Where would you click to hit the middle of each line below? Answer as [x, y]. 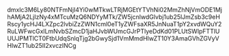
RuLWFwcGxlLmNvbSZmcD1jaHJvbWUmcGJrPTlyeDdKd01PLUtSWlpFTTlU [113, 31]
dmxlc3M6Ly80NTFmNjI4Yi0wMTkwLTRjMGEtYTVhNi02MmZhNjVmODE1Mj [114, 10]
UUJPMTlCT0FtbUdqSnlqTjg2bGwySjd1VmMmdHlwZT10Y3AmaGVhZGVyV [113, 38]
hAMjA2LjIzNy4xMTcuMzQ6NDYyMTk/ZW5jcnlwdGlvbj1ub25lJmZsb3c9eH [114, 17]
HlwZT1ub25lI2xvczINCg [42, 46]
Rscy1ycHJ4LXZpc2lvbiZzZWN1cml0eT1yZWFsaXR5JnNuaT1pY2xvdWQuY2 [114, 24]
